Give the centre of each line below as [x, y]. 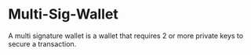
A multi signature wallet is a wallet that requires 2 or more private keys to [126, 36]
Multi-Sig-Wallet [64, 14]
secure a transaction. [42, 43]
